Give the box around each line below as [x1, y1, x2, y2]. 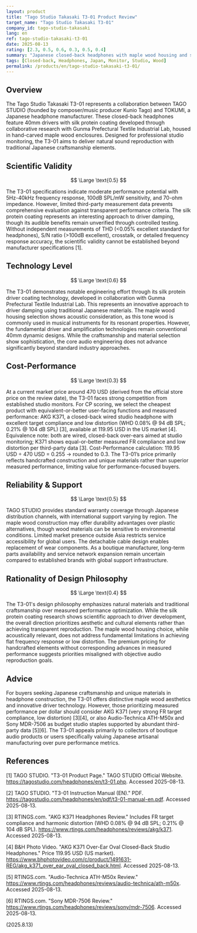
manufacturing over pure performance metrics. [6, 739, 120, 746]
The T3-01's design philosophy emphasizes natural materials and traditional [6, 601, 189, 608]
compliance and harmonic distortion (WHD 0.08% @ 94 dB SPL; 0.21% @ [6, 819, 184, 826]
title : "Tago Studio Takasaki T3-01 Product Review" [6, 14, 138, 20]
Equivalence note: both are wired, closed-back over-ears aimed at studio [6, 432, 183, 439]
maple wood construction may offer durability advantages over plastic [6, 519, 176, 526]
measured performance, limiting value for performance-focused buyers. [6, 463, 181, 470]
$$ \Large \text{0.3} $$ [70, 377, 127, 384]
